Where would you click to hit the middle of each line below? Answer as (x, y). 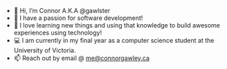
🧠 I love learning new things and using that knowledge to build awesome (117, 25)
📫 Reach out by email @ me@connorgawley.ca (82, 58)
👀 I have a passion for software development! (78, 18)
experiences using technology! (58, 32)
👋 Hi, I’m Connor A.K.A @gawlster (62, 11)
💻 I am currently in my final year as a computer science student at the (114, 40)
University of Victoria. (45, 50)
